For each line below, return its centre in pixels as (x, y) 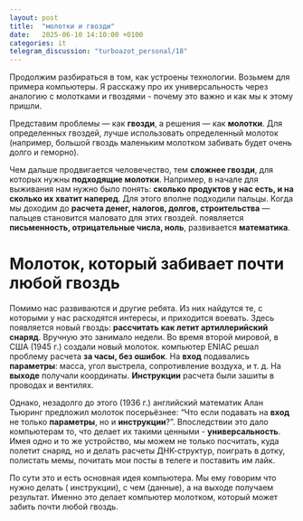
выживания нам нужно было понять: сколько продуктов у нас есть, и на (151, 189)
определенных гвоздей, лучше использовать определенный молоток (144, 133)
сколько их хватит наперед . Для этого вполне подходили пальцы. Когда (151, 199)
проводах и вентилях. (52, 385)
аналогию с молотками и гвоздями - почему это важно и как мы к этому (151, 97)
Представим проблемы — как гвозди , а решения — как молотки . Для (146, 124)
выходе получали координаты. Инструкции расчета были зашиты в (142, 375)
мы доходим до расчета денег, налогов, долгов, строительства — (140, 208)
